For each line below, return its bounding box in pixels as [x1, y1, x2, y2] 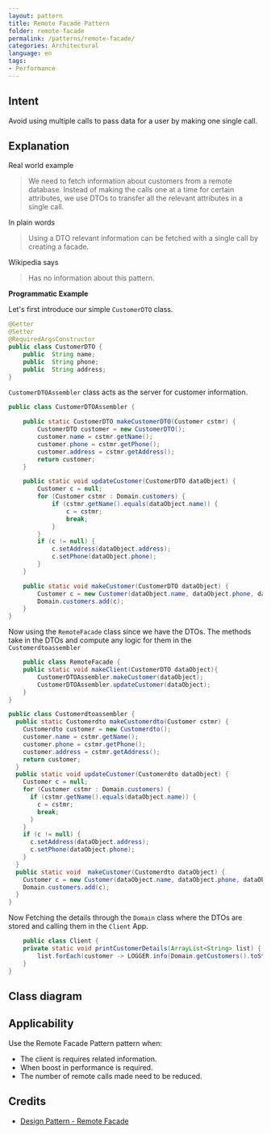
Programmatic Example [8, 289, 89, 299]
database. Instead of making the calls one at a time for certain [27, 185, 235, 195]
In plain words [8, 217, 55, 227]
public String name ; [23, 350, 95, 358]
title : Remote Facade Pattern [8, 19, 110, 27]
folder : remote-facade [8, 27, 85, 35]
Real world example [8, 161, 74, 171]
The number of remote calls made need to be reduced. [19, 1071, 203, 1081]
